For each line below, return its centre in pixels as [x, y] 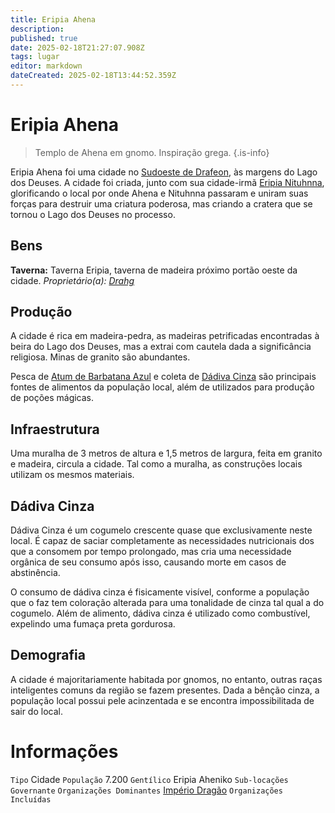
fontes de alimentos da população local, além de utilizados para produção [162, 387]
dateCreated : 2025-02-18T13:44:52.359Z [93, 76]
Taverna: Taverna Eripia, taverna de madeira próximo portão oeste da [154, 270]
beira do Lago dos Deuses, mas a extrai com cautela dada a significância [161, 347]
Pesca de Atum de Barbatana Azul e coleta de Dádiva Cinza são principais [163, 377]
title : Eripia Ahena [53, 19]
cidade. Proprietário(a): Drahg [72, 280]
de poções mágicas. [52, 398]
